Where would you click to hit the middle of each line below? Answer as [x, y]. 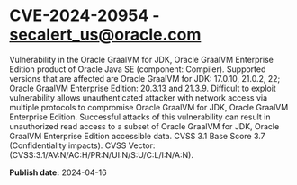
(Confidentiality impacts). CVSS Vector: [82, 145]
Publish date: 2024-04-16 [58, 172]
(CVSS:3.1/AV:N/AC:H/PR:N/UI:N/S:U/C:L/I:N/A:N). [101, 154]
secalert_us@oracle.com [105, 35]
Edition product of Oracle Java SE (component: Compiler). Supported [138, 69]
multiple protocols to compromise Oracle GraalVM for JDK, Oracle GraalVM [149, 107]
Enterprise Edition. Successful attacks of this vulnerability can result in [140, 117]
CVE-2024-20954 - [85, 16]
